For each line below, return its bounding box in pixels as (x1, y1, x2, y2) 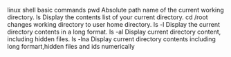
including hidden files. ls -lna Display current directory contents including (7, 35, 216, 43)
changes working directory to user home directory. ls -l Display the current (7, 21, 220, 28)
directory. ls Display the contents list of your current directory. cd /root (7, 13, 209, 21)
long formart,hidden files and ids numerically (7, 43, 135, 50)
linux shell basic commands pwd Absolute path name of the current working (7, 6, 225, 14)
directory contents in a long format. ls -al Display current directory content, (7, 27, 221, 36)
